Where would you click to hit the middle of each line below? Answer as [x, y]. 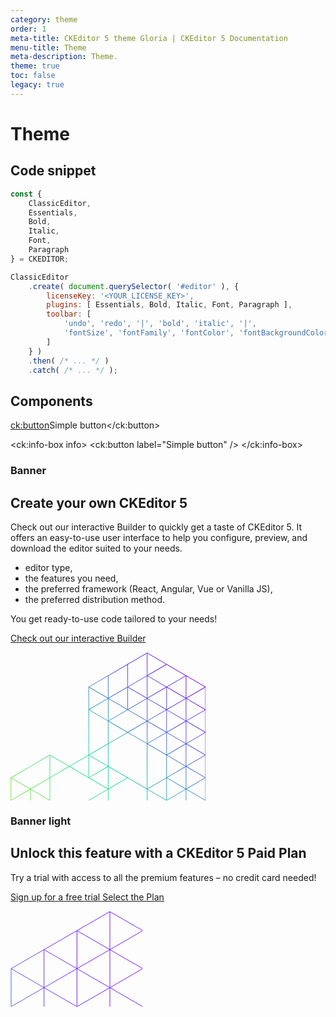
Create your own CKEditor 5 [99, 502]
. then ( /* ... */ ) [69, 361]
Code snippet [53, 171]
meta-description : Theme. [64, 57]
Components [51, 401]
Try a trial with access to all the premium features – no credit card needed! [163, 877]
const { [26, 194]
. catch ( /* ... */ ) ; [73, 370]
